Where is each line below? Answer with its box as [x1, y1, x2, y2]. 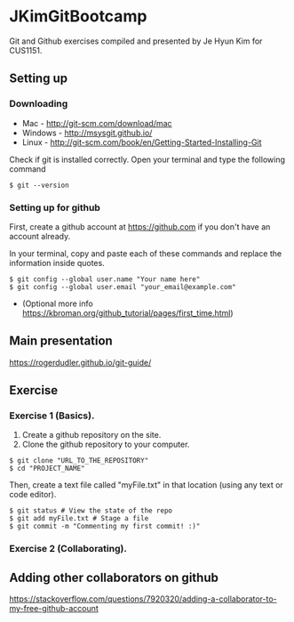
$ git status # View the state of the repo [9, 506, 173, 515]
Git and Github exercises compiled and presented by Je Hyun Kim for [9, 36, 263, 46]
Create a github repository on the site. [21, 430, 162, 440]
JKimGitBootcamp [9, 6, 147, 27]
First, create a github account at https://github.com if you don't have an [9, 221, 271, 232]
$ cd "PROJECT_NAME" [9, 464, 86, 473]
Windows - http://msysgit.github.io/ [21, 127, 153, 138]
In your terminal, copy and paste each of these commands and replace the [9, 247, 282, 259]
